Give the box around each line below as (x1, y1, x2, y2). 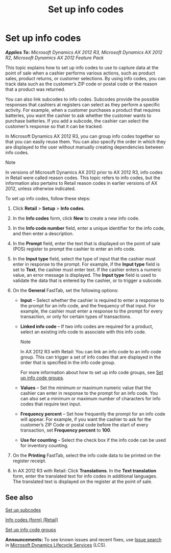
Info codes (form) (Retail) (5, 517, 59, 523)
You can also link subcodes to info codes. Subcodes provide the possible (5, 96, 159, 102)
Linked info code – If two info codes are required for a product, (20, 323, 154, 329)
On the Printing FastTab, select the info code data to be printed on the (12, 452, 161, 458)
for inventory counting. (20, 442, 69, 448)
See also (5, 493, 33, 502)
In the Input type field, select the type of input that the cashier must (12, 255, 156, 261)
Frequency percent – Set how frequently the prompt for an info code (20, 411, 166, 417)
